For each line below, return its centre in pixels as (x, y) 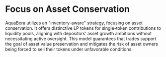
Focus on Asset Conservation (68, 9)
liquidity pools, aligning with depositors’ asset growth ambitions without (79, 33)
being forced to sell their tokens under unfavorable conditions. (69, 49)
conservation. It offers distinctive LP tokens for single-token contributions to (83, 28)
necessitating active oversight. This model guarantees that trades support (81, 39)
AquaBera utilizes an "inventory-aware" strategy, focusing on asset (74, 23)
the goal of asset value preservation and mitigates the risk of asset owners (82, 44)
